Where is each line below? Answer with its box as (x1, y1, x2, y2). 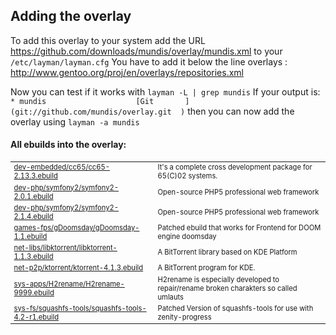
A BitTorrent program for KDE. (157, 263, 256, 273)
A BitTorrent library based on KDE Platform (157, 247, 298, 258)
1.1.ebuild (13, 231, 48, 241)
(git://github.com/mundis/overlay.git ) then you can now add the (10, 105, 295, 117)
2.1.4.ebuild (13, 211, 54, 221)
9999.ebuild (13, 287, 55, 298)
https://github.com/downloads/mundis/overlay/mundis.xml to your (10, 45, 283, 57)
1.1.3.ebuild (13, 252, 54, 262)
